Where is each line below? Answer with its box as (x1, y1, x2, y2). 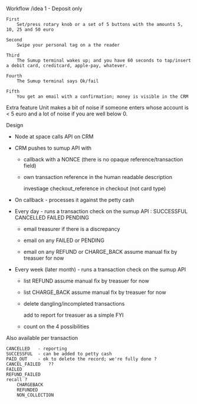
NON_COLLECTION (17, 392, 54, 398)
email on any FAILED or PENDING (23, 237, 105, 244)
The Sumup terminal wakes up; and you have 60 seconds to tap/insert (17, 58, 192, 64)
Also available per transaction (6, 335, 78, 341)
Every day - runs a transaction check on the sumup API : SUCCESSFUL (14, 208, 188, 214)
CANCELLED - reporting (6, 346, 67, 352)
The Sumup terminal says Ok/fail (17, 78, 99, 84)
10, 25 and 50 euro (6, 27, 54, 32)
